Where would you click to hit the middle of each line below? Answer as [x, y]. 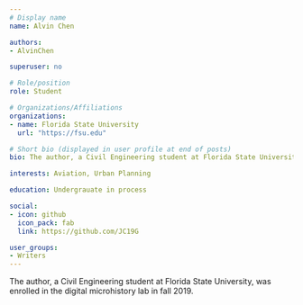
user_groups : [34, 247]
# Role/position [40, 83]
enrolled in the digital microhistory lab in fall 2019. [101, 291]
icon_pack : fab [46, 223]
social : [24, 206]
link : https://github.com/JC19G [78, 231]
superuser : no [36, 67]
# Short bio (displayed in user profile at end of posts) [120, 149]
